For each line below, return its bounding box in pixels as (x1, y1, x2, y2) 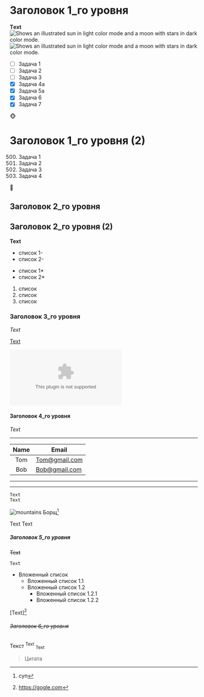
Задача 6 (18, 94, 42, 102)
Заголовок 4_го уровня (10, 413, 71, 420)
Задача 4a (18, 81, 45, 88)
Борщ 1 (42, 508, 59, 515)
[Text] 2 (10, 607, 27, 616)
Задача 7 (18, 101, 42, 108)
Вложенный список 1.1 (27, 577, 84, 584)
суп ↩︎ (18, 672, 34, 679)
